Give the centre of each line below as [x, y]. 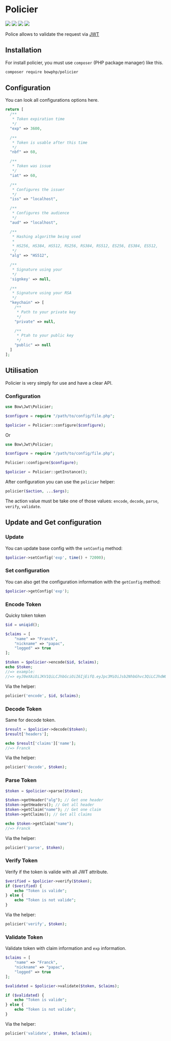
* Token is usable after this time [50, 142]
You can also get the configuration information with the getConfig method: [83, 582]
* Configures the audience [41, 213]
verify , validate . [23, 506]
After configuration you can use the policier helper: [60, 482]
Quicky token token [26, 615]
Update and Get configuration [53, 523]
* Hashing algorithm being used [46, 236]
